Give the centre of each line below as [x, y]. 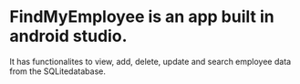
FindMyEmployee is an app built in [142, 17]
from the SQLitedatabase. [58, 71]
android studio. [68, 36]
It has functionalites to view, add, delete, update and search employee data [150, 61]
